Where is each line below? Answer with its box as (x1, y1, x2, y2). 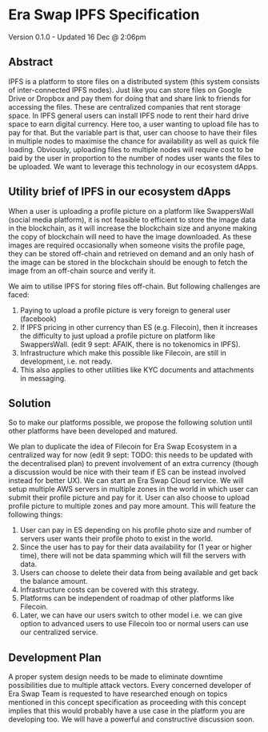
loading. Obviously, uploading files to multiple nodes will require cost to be (8, 144, 254, 154)
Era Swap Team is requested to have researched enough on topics (8, 689, 228, 698)
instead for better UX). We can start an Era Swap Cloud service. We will (8, 476, 244, 485)
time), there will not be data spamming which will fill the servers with (19, 551, 246, 561)
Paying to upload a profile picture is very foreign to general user (19, 305, 231, 315)
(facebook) (19, 314, 58, 324)
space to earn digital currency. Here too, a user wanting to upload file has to (8, 119, 260, 129)
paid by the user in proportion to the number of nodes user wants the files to (8, 153, 261, 163)
